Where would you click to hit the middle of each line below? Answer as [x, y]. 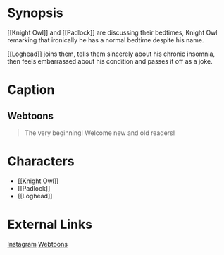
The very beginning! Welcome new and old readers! [100, 133]
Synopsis [35, 13]
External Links [50, 225]
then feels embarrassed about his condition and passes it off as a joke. [110, 61]
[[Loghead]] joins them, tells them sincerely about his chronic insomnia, [111, 54]
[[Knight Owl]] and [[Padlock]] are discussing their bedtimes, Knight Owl [112, 32]
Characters [41, 161]
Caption [31, 90]
